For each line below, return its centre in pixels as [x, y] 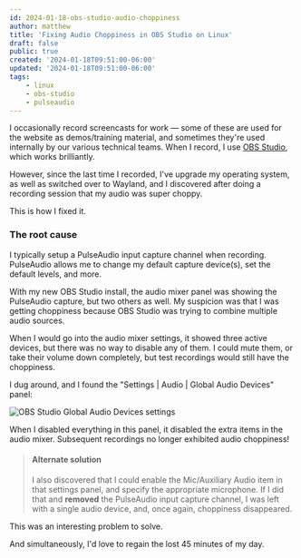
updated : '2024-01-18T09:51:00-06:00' [83, 69]
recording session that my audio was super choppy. [106, 194]
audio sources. [37, 320]
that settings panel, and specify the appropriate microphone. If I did [157, 489]
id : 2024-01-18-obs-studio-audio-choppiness [95, 18]
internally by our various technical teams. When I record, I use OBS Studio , [149, 147]
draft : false [34, 43]
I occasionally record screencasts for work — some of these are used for [146, 128]
